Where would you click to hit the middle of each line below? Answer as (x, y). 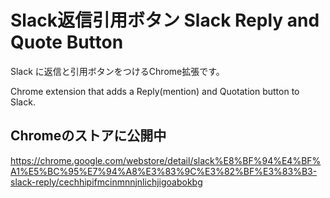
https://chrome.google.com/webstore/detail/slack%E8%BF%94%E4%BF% (166, 160)
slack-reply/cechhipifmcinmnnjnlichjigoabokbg (106, 182)
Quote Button (67, 42)
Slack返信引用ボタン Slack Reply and (165, 20)
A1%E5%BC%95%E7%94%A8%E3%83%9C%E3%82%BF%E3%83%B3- (164, 171)
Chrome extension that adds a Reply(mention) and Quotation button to (155, 91)
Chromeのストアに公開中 (88, 136)
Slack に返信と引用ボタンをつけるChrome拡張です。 (117, 71)
